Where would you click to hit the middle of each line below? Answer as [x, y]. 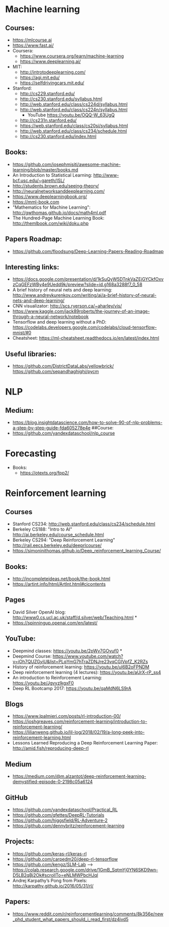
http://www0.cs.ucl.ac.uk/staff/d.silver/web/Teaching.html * [75, 617]
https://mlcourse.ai [32, 40]
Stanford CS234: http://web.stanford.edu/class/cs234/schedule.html [84, 524]
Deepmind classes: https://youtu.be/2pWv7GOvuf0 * [67, 651]
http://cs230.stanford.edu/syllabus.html [61, 99]
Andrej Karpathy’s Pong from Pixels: [50, 880]
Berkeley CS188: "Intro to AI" [42, 529]
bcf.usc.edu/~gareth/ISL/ [38, 180]
